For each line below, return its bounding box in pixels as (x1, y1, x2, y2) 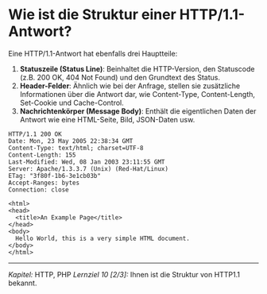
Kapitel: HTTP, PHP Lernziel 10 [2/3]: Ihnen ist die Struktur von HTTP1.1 (8, 269, 241, 279)
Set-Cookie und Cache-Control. (19, 98, 125, 107)
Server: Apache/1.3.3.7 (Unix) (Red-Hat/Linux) (8, 164, 169, 172)
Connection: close (8, 185, 69, 194)
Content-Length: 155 (8, 151, 77, 159)
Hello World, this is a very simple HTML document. (15, 234, 191, 242)
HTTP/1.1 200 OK (8, 130, 62, 138)
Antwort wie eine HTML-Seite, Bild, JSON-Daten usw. (19, 114, 195, 124)
